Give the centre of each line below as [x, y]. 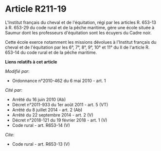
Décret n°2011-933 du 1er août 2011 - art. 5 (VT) [60, 104]
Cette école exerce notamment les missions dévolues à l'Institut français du [81, 42]
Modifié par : [18, 71]
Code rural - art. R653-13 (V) [41, 144]
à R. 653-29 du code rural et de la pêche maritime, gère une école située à [80, 27]
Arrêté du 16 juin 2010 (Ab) [39, 99]
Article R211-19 [36, 9]
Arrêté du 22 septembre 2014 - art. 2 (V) [53, 115]
